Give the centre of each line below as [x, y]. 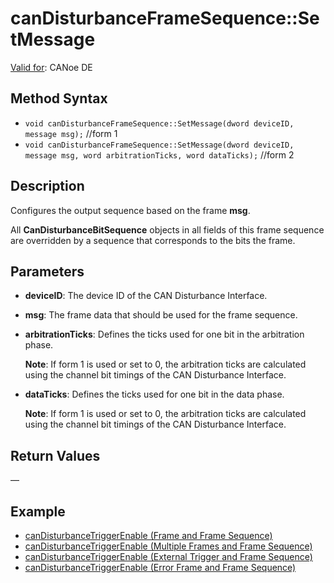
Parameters [47, 271]
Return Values [55, 455]
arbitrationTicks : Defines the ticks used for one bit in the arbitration [164, 334]
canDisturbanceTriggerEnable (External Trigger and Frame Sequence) [168, 556]
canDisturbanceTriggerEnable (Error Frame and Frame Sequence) [160, 567]
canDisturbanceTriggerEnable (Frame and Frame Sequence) [148, 535]
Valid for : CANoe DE [51, 67]
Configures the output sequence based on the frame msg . [130, 210]
